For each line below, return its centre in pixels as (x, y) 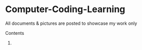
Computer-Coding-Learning (65, 9)
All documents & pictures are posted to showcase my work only (71, 23)
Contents (15, 33)
